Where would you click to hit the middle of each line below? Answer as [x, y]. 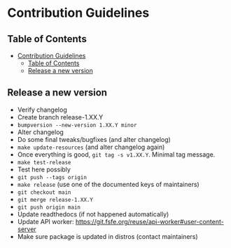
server [27, 229]
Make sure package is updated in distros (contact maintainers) [107, 236]
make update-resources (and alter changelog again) [91, 147]
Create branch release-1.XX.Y [60, 117]
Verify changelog [42, 110]
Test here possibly [44, 169]
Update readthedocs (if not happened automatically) [93, 214]
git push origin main [49, 207]
